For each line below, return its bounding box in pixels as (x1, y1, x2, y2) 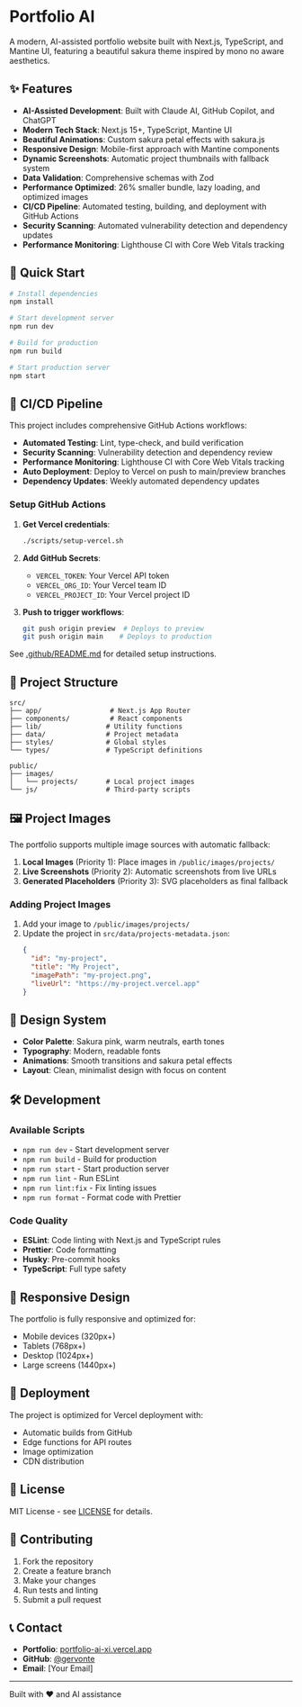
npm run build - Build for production (22, 1153, 157, 1164)
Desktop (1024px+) (22, 1350, 94, 1361)
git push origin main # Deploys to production (22, 632, 213, 641)
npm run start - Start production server (22, 1163, 170, 1174)
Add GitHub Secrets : (22, 552, 102, 564)
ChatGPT (22, 114, 57, 125)
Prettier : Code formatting (22, 1244, 117, 1255)
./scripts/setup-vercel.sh (22, 536, 124, 546)
